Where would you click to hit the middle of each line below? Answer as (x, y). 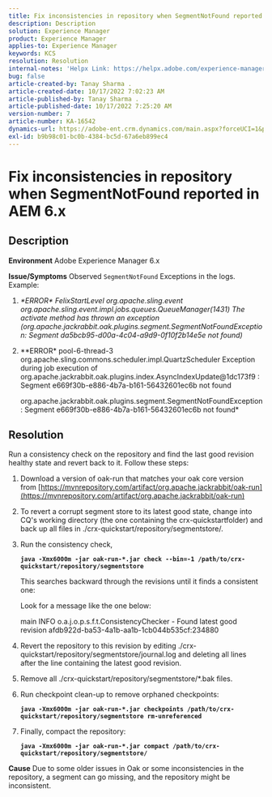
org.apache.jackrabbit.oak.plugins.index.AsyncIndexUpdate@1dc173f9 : (140, 376)
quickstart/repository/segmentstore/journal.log (98, 654)
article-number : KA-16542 (52, 122)
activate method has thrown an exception (90, 318)
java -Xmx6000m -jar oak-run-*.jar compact (95, 747)
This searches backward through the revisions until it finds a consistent (139, 581)
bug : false (27, 76)
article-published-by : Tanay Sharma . (74, 99)
